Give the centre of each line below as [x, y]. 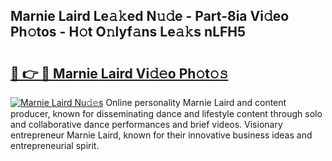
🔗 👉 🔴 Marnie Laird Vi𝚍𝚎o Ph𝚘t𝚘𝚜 [119, 73]
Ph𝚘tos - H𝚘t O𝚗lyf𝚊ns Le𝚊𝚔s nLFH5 [128, 32]
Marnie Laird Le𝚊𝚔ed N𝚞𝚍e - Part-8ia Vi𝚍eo [150, 16]
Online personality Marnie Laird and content [196, 102]
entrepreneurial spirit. [55, 145]
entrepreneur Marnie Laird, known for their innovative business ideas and [161, 135]
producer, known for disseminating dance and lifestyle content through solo [166, 113]
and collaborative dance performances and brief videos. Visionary [146, 124]
